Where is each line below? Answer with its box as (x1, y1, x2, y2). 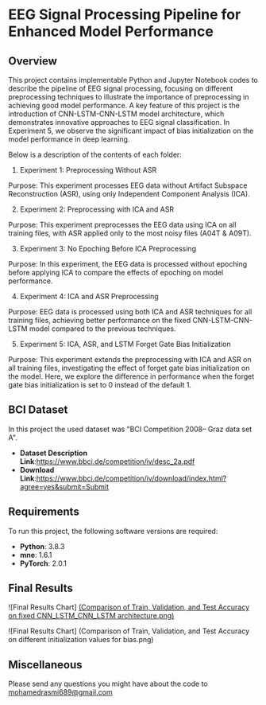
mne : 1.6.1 (19, 550, 52, 559)
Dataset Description (19, 448, 88, 458)
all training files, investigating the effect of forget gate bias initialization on (8, 364, 250, 372)
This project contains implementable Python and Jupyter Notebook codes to (8, 76, 258, 84)
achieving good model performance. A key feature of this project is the (8, 101, 240, 110)
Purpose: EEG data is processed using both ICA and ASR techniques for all (8, 307, 253, 316)
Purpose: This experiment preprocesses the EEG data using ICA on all (8, 220, 237, 229)
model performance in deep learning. (8, 134, 130, 144)
